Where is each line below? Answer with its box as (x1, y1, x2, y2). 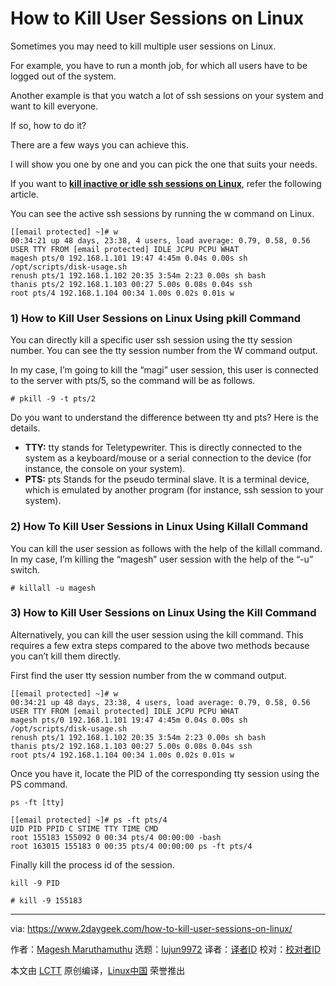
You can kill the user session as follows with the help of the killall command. (10, 542, 323, 554)
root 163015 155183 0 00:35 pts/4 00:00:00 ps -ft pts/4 (10, 841, 253, 851)
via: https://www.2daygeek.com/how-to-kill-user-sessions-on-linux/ (10, 922, 293, 934)
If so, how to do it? (10, 119, 87, 131)
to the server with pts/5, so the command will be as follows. (10, 375, 256, 387)
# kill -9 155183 (10, 895, 83, 906)
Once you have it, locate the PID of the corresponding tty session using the (10, 767, 320, 779)
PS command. (10, 778, 68, 790)
